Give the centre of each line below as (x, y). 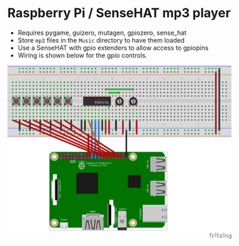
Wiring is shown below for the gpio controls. (83, 55)
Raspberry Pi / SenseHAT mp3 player (119, 13)
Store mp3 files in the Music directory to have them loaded (101, 40)
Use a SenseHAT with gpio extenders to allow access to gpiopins (113, 47)
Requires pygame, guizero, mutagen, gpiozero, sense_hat (102, 33)
